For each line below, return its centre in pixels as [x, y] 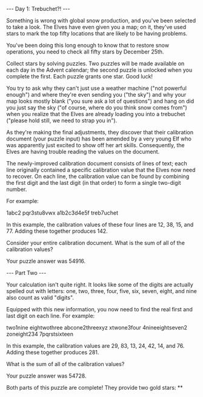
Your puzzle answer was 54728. [46, 376]
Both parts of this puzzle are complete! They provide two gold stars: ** [95, 388]
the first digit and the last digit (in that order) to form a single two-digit [94, 183]
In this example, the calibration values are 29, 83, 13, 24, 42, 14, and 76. [95, 346]
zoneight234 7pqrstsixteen [40, 334]
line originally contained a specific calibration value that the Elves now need [101, 170]
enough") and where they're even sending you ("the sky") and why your [96, 95]
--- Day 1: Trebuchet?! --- [38, 9]
